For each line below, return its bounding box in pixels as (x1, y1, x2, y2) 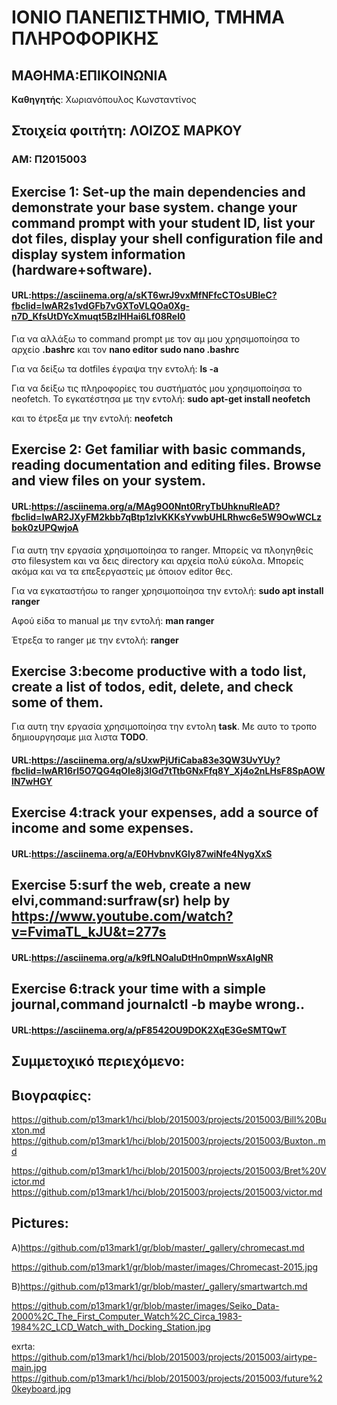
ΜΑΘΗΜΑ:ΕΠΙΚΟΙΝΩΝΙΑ (11, 67, 168, 84)
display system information (11, 246, 186, 263)
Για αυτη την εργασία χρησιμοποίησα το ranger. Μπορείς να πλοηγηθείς (11, 544, 314, 556)
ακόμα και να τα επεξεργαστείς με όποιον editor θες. (11, 565, 234, 577)
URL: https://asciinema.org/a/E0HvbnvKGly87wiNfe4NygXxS (11, 847, 273, 860)
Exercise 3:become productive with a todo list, (11, 662, 307, 680)
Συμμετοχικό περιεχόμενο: (11, 1053, 185, 1070)
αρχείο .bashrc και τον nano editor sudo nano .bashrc (11, 343, 240, 355)
